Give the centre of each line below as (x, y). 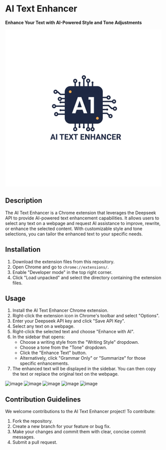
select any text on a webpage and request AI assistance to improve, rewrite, (83, 223)
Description (24, 201)
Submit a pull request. (35, 443)
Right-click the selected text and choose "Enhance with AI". (73, 332)
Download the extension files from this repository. (63, 261)
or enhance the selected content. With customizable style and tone (74, 228)
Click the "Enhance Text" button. (53, 353)
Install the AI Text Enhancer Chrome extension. (60, 310)
